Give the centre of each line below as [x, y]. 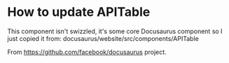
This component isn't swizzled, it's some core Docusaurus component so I [115, 31]
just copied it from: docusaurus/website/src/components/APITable [103, 38]
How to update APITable [79, 12]
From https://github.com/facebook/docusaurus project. [87, 52]
